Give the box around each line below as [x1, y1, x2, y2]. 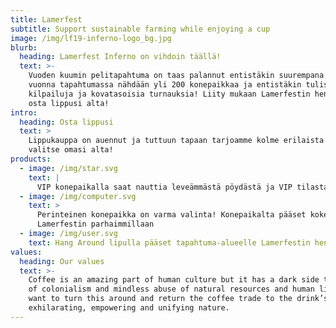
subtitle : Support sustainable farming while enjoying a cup [10, 24, 271, 34]
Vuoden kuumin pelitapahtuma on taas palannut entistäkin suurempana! [28, 71, 329, 81]
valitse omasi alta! [28, 145, 114, 155]
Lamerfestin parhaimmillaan [36, 219, 155, 230]
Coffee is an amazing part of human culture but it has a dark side [28, 275, 320, 285]
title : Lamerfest [10, 14, 83, 25]
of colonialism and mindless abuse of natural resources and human [28, 284, 315, 295]
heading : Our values [19, 256, 105, 266]
